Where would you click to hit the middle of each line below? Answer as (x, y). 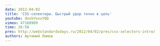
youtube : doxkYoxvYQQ (27, 18)
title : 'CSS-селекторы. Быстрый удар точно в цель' (58, 14)
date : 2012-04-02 (23, 9)
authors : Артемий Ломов (29, 36)
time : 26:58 (17, 27)
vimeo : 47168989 (21, 23)
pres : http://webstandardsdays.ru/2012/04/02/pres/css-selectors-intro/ (80, 32)
